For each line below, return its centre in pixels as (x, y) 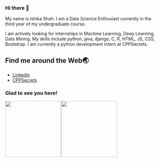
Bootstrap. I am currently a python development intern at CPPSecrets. (77, 44)
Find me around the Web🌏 (47, 60)
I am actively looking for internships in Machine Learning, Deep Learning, (80, 34)
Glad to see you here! (31, 93)
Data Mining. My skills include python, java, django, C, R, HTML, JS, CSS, (80, 39)
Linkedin (21, 75)
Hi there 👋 (17, 8)
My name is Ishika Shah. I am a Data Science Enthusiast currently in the (78, 19)
